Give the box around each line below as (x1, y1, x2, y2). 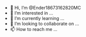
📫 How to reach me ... (10, 26, 58, 32)
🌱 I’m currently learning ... (10, 15, 65, 21)
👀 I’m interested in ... (10, 10, 53, 16)
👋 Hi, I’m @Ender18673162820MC (10, 5, 81, 10)
